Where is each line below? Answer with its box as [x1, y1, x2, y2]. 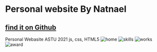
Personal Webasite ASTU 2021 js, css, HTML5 [5, 36, 100, 42]
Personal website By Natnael [5, 3, 127, 15]
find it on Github [5, 23, 56, 32]
